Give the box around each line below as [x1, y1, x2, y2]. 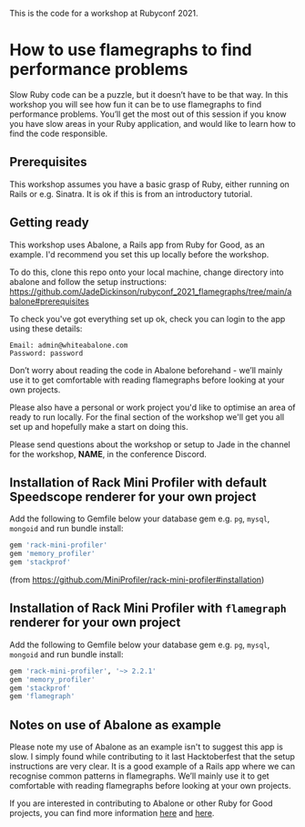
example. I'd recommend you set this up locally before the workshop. [9, 248, 269, 259]
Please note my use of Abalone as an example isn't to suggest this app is [9, 741, 284, 752]
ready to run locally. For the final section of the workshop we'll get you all [9, 411, 285, 423]
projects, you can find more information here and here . [9, 808, 215, 819]
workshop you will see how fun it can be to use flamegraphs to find [9, 99, 262, 110]
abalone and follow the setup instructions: [9, 276, 167, 287]
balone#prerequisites [9, 296, 89, 307]
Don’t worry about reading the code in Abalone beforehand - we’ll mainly [9, 364, 283, 375]
